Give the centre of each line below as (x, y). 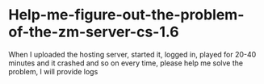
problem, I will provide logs (53, 71)
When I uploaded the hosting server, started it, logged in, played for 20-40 (132, 54)
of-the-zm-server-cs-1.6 (94, 32)
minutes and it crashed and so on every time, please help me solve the (126, 63)
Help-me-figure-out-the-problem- (126, 15)
